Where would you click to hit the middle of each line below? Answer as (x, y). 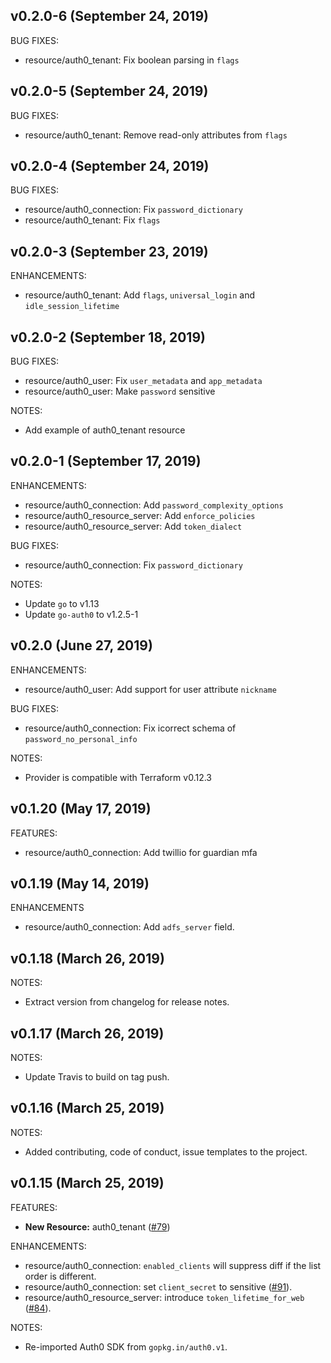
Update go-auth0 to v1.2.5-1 (81, 614)
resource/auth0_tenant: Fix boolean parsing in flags (132, 60)
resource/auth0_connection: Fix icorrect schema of (130, 728)
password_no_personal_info (81, 739)
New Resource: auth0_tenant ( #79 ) (97, 1226)
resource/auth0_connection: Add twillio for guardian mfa (141, 852)
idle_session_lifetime (72, 307)
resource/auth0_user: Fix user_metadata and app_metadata (143, 381)
